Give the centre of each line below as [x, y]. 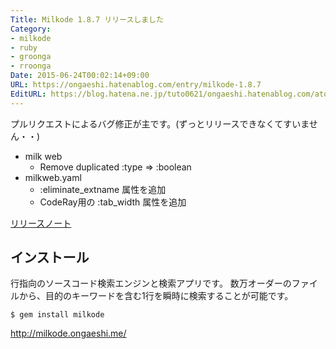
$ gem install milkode [57, 315]
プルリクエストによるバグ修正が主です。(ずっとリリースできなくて [147, 123]
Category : [31, 29]
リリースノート [41, 223]
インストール [50, 257]
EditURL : [28, 94]
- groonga [31, 57]
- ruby [24, 47]
